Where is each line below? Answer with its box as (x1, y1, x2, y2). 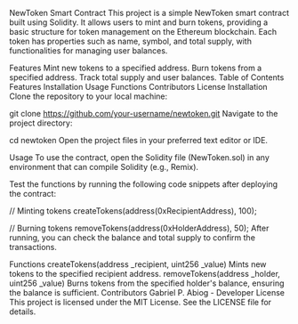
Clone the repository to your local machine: (9, 91, 168, 101)
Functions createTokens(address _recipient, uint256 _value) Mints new (9, 259, 267, 270)
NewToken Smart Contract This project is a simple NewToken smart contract (9, 8, 290, 18)
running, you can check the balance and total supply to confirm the (9, 232, 256, 243)
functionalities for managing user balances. (9, 45, 168, 56)
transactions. (9, 242, 58, 252)
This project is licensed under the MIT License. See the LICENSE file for (9, 297, 272, 307)
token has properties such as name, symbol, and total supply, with (9, 36, 252, 46)
